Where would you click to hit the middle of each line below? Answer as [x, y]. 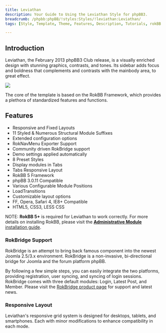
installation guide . [23, 227]
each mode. [17, 327]
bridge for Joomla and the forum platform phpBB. [56, 261]
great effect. [18, 76]
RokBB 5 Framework [33, 175]
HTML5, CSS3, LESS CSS [38, 207]
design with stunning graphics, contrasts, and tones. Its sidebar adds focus [82, 66]
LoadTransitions [29, 191]
